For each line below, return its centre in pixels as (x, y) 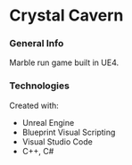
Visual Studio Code (58, 141)
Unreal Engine (48, 122)
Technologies (39, 86)
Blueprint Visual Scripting (69, 132)
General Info (37, 44)
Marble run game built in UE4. (64, 62)
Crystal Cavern (66, 16)
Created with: (34, 105)
